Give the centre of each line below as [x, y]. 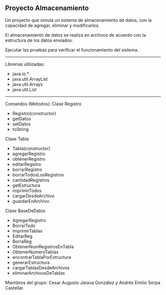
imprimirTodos [27, 190]
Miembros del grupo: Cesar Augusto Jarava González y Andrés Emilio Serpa [83, 283]
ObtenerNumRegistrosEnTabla [43, 246]
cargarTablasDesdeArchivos [41, 268]
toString [20, 129]
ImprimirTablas [27, 231]
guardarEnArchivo [31, 201]
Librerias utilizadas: [25, 64]
